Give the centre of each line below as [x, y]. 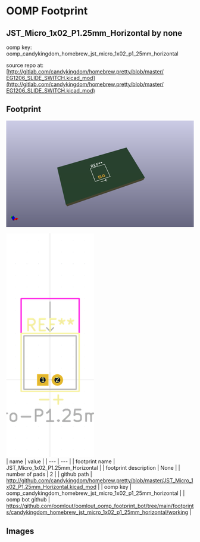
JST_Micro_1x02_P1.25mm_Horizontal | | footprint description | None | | [93, 468]
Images [20, 531]
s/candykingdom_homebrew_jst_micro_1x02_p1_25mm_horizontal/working [97, 512]
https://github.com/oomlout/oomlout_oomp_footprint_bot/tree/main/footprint [100, 506]
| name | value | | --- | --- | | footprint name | [61, 461]
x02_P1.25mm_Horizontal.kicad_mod [51, 487]
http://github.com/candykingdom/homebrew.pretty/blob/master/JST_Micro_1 [100, 481]
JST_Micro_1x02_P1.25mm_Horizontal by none [94, 33]
